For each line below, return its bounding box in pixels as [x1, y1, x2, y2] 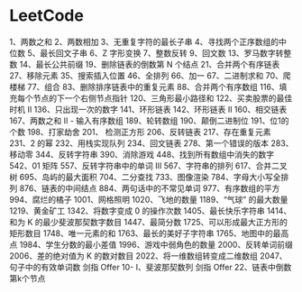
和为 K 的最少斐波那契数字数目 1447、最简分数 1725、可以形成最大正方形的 [9, 216, 288, 227]
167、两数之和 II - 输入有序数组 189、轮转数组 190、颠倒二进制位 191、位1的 [9, 114, 289, 126]
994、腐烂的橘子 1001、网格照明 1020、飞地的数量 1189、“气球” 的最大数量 [9, 194, 288, 205]
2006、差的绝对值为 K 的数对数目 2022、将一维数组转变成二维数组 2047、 [9, 250, 288, 261]
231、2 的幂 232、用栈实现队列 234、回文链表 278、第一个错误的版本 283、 [9, 137, 294, 149]
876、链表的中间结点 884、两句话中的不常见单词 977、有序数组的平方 [19, 182, 280, 194]
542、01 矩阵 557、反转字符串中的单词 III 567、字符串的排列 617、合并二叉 [9, 160, 288, 171]
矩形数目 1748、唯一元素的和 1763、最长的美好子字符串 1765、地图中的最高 [9, 227, 289, 239]
